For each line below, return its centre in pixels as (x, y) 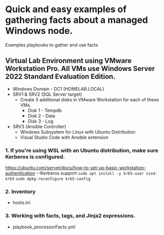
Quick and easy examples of (66, 9)
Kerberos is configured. (35, 156)
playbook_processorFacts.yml (44, 227)
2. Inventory (20, 191)
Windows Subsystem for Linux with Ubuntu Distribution (78, 132)
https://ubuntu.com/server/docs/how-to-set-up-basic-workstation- (76, 168)
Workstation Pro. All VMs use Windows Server (80, 69)
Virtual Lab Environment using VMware (69, 61)
